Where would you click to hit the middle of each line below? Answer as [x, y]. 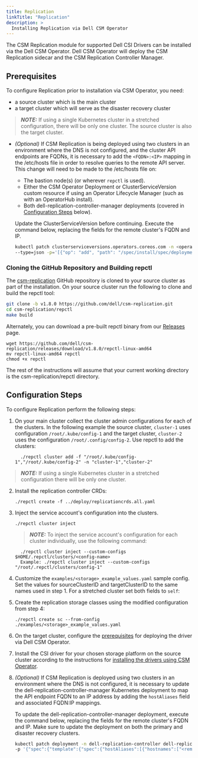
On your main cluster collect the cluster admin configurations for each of [103, 421]
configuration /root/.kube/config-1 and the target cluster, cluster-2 [98, 433]
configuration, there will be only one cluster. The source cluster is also [106, 126]
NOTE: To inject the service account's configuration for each [104, 535]
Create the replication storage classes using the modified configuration [101, 602]
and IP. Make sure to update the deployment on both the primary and [99, 727]
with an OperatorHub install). [59, 200]
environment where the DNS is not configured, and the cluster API [95, 150]
